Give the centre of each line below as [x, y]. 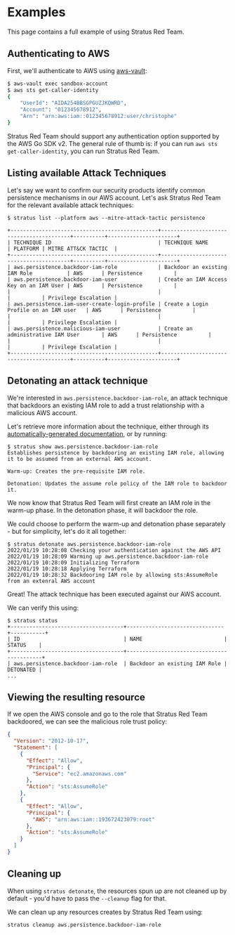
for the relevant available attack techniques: [70, 205]
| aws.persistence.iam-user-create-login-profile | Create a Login [108, 304]
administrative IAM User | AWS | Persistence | [109, 334]
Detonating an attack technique [78, 381]
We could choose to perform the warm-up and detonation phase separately [116, 523]
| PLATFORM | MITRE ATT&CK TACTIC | [62, 249]
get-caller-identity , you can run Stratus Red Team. [83, 151]
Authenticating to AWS [59, 54]
